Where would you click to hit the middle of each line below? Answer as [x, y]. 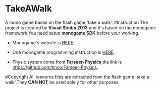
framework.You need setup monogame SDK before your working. [72, 33]
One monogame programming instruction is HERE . [64, 52]
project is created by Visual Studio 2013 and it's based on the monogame [80, 27]
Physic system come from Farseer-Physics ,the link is [67, 62]
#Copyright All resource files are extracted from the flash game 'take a [77, 77]
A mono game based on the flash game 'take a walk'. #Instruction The [77, 22]
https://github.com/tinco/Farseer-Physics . [55, 67]
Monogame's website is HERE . [43, 42]
